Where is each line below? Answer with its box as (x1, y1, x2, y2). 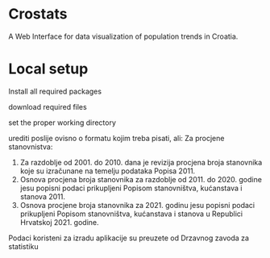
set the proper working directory (8, 118, 117, 127)
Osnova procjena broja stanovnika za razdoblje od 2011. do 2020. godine (19, 174, 262, 184)
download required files (8, 102, 87, 111)
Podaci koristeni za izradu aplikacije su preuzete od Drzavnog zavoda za (8, 233, 250, 243)
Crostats (8, 5, 68, 23)
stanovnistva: (8, 142, 53, 152)
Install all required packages (8, 86, 102, 96)
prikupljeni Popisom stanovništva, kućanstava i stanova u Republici (19, 209, 243, 218)
